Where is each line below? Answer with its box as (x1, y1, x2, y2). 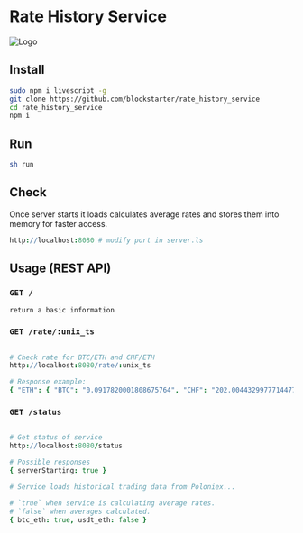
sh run (9, 160, 34, 169)
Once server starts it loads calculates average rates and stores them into (9, 209, 280, 220)
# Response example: (9, 377, 87, 386)
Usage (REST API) (9, 261, 112, 276)
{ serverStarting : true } (9, 466, 106, 475)
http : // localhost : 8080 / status (9, 441, 124, 451)
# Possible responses (9, 457, 91, 467)
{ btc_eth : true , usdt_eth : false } (9, 515, 147, 524)
